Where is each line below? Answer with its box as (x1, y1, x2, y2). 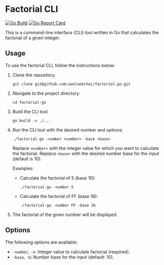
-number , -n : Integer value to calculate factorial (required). (12, 249, 130, 255)
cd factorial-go (12, 100, 46, 105)
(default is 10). (12, 155, 42, 162)
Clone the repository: (12, 72, 56, 78)
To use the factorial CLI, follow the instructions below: (5, 62, 115, 68)
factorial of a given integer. (5, 35, 61, 41)
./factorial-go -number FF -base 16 (19, 202, 96, 208)
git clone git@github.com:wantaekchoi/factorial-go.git (12, 81, 131, 86)
